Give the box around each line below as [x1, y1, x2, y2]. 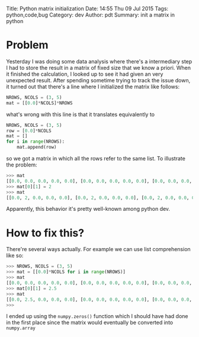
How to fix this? [6, 226, 85, 239]
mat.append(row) [17, 145, 57, 150]
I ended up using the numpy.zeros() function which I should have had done [6, 313, 188, 320]
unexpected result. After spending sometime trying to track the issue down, [6, 76, 191, 84]
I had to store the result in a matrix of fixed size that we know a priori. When [6, 64, 191, 71]
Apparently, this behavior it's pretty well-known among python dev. [6, 206, 171, 213]
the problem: [6, 161, 37, 168]
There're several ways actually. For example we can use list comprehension [6, 246, 191, 253]
